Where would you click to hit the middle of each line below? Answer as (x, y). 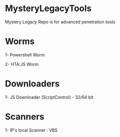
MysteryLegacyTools (48, 8)
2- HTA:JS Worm (22, 64)
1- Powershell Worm (25, 55)
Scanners (25, 117)
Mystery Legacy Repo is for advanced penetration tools (60, 22)
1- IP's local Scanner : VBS (31, 130)
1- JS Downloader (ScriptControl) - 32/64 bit (49, 97)
